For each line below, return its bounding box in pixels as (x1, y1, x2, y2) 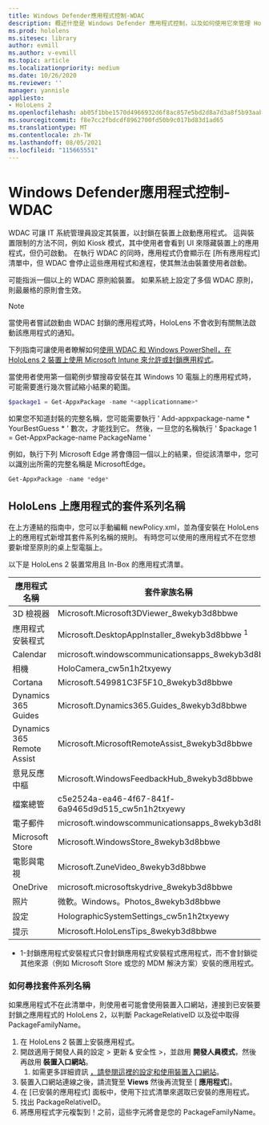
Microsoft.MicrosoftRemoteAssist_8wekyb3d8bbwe (57, 737, 253, 749)
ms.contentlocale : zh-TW (8, 131, 91, 139)
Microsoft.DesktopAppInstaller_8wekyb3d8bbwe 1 (57, 627, 248, 640)
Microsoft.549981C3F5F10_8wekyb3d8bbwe (57, 676, 233, 688)
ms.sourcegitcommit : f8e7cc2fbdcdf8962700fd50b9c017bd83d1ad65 (8, 116, 224, 124)
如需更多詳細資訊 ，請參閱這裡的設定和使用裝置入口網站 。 (31, 1067, 224, 1077)
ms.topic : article (8, 57, 70, 65)
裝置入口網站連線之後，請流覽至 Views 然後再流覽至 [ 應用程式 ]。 (19, 1077, 237, 1087)
